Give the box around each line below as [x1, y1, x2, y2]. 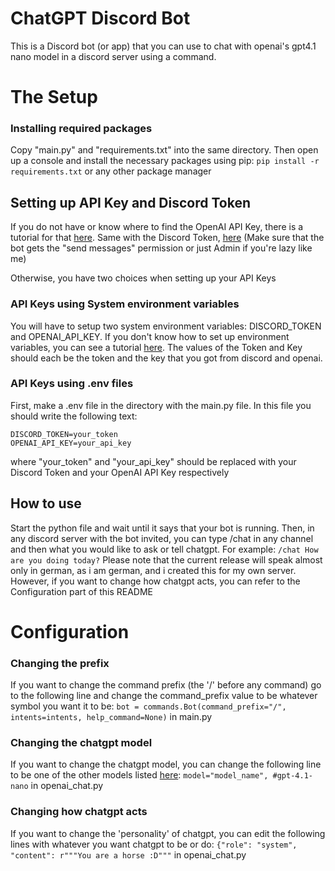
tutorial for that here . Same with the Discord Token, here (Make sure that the [10, 232, 325, 244]
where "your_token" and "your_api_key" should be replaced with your [10, 455, 297, 467]
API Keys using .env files [10, 377, 134, 391]
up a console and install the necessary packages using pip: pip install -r [10, 155, 320, 167]
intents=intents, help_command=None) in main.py [10, 711, 213, 723]
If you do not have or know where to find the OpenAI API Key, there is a [10, 221, 304, 233]
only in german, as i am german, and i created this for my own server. [10, 564, 297, 576]
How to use [10, 495, 82, 512]
